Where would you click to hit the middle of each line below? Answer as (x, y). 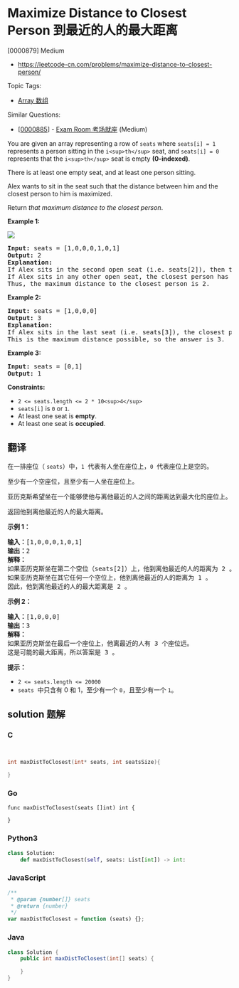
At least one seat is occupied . (62, 423)
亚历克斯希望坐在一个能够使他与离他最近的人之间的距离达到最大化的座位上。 (119, 496)
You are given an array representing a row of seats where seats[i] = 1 (112, 143)
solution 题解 (36, 715)
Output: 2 (24, 255)
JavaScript (27, 878)
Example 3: (24, 353)
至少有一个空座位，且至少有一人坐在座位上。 (73, 481)
